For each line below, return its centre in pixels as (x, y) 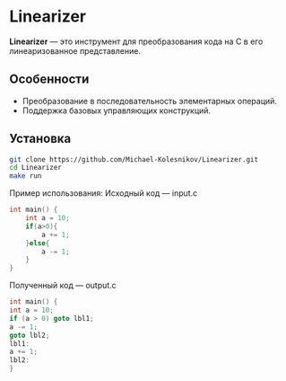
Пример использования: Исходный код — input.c (104, 193)
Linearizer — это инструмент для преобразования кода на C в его (136, 41)
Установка (40, 139)
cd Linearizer (36, 168)
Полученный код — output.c (63, 286)
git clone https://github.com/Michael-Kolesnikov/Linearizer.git (134, 159)
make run (26, 176)
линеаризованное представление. (75, 50)
